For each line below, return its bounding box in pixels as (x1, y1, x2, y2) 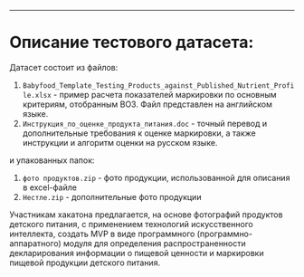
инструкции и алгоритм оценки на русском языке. (22, 137, 218, 148)
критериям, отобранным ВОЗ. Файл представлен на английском (22, 99, 273, 110)
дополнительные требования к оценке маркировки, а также (22, 128, 256, 138)
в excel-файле (22, 182, 77, 193)
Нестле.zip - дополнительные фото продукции (22, 191, 202, 202)
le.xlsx (22, 91, 52, 100)
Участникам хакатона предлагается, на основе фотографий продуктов (9, 209, 283, 220)
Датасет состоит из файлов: (9, 62, 119, 72)
